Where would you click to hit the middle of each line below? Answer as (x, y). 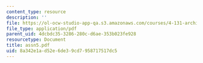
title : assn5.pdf (28, 46)
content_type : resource (36, 12)
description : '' (27, 17)
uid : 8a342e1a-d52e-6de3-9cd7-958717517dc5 (62, 51)
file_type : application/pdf (42, 28)
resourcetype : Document (36, 40)
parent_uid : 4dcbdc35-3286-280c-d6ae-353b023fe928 (71, 34)
